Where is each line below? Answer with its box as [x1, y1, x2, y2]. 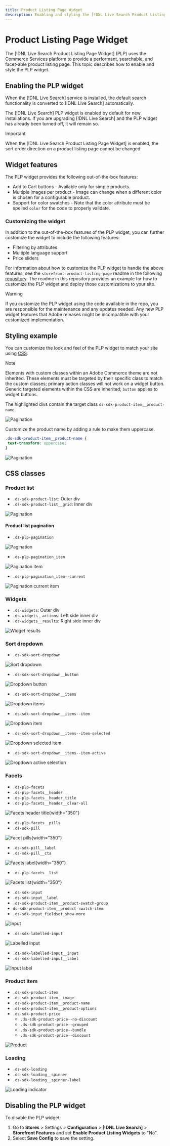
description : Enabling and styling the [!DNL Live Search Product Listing [5, 12, 166, 17]
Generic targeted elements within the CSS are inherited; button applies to [5, 386, 158, 392]
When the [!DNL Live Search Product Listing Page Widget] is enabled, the [5, 140, 158, 147]
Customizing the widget [5, 218, 66, 225]
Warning [5, 291, 23, 297]
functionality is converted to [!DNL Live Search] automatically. [5, 100, 135, 106]
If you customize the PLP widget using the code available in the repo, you [5, 301, 158, 307]
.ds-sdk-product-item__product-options [12, 1006, 97, 1011]
